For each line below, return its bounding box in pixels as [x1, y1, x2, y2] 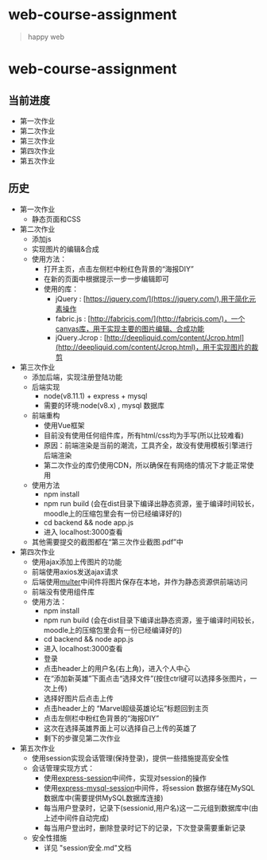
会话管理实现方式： [31, 763, 95, 772]
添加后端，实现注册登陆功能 [31, 372, 123, 382]
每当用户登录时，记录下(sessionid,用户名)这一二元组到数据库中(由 [43, 803, 259, 812]
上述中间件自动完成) [43, 813, 110, 823]
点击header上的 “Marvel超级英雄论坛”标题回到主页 [43, 703, 209, 713]
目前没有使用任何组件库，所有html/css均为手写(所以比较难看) [43, 430, 244, 440]
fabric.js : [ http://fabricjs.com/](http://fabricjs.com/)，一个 [55, 313, 246, 324]
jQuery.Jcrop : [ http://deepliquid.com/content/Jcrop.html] [55, 332, 245, 342]
